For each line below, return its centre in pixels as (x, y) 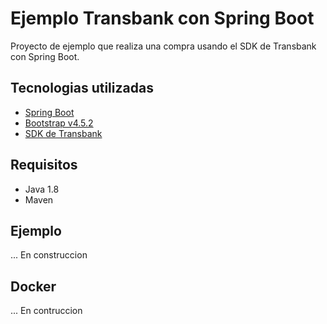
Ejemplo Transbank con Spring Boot (162, 18)
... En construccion (49, 255)
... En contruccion (46, 311)
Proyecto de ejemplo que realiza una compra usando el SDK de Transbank (163, 46)
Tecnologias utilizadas (82, 88)
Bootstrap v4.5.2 (59, 123)
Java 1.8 (42, 189)
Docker (33, 286)
